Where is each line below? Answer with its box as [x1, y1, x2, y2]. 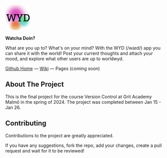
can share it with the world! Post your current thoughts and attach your [5, 50, 153, 56]
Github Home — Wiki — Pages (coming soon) [5, 65, 100, 71]
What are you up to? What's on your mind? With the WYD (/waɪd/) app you [5, 45, 161, 51]
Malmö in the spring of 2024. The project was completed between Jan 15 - [5, 99, 161, 105]
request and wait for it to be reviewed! [5, 147, 85, 153]
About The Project [5, 80, 64, 89]
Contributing [5, 119, 47, 128]
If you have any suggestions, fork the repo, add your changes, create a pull [5, 142, 162, 148]
